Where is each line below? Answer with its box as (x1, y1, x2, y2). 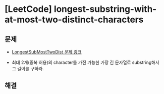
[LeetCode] (4, 3, 53, 15)
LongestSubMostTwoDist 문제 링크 (11, 49, 82, 55)
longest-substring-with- (54, 3, 157, 15)
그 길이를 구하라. (11, 66, 44, 71)
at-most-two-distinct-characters (4, 14, 144, 25)
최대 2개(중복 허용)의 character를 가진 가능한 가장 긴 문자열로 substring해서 (11, 59, 160, 65)
